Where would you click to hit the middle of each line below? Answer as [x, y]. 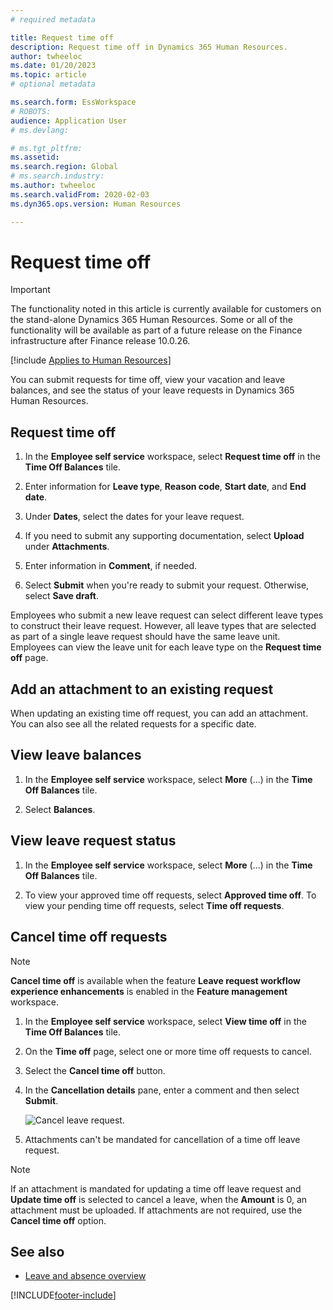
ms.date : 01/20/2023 [53, 66]
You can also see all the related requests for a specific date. [133, 724]
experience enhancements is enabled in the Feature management [149, 991]
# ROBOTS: [31, 111]
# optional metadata [53, 84]
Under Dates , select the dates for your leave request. [134, 517]
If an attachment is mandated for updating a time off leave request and [156, 1188]
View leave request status [93, 841]
